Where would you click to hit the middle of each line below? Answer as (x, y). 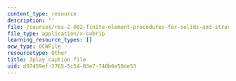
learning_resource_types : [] (50, 40)
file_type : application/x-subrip (56, 33)
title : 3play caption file (47, 60)
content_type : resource (42, 14)
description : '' (31, 20)
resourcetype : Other (38, 54)
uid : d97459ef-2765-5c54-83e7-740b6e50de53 (72, 66)
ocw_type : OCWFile (34, 46)
